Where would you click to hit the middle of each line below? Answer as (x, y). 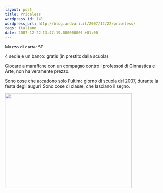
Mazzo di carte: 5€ (24, 47)
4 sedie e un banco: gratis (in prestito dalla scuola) (57, 56)
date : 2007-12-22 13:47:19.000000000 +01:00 (52, 33)
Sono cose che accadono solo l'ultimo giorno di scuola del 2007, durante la (81, 81)
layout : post (19, 10)
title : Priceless (23, 14)
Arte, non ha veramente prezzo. (38, 71)
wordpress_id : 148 (24, 19)
